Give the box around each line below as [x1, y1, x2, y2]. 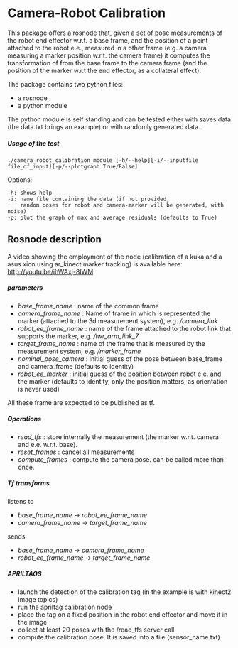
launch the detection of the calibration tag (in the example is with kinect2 [17, 588, 232, 596]
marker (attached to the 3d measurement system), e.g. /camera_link [17, 316, 218, 325]
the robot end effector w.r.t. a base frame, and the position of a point [7, 36, 208, 44]
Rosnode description [7, 233, 102, 246]
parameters [7, 283, 43, 292]
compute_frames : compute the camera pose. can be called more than [17, 455, 224, 463]
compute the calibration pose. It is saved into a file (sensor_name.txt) [17, 632, 220, 641]
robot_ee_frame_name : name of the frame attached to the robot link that [17, 324, 232, 333]
